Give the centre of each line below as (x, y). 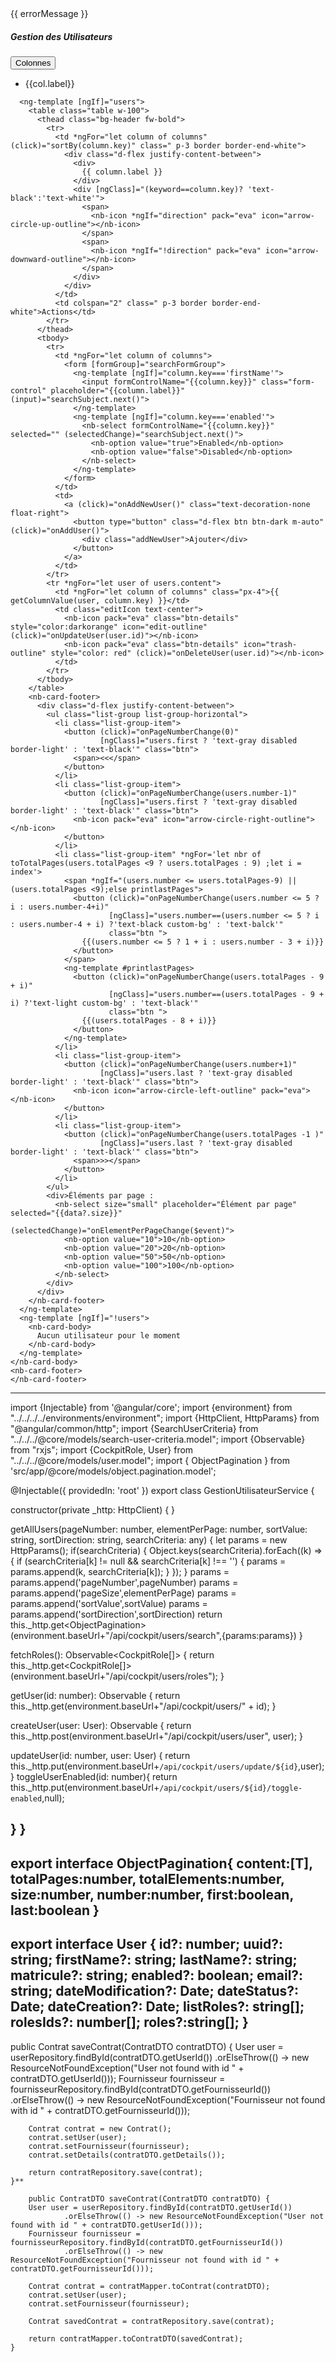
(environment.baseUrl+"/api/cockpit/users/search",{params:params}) (153, 1635)
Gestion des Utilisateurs (61, 36)
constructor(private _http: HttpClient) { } (93, 1509)
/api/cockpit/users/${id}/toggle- (231, 1788)
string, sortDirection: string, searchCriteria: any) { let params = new (149, 1539)
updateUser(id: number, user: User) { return (100, 1755)
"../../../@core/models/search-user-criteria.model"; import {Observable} (158, 1439)
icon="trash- (270, 644)
